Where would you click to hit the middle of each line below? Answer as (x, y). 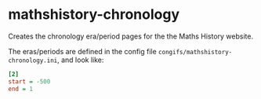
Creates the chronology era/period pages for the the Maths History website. (130, 36)
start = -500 (29, 81)
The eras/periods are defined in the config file (82, 51)
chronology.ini (33, 60)
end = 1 (21, 89)
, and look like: (81, 60)
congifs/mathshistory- (195, 52)
